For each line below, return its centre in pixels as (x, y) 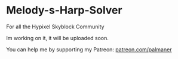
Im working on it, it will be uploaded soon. (57, 38)
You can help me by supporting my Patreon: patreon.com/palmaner (89, 49)
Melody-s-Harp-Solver (64, 10)
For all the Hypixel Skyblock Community (55, 27)
